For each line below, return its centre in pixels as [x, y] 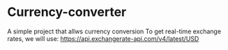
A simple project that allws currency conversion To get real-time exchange [114, 31]
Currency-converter [67, 12]
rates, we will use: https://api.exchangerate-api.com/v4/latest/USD [103, 38]
